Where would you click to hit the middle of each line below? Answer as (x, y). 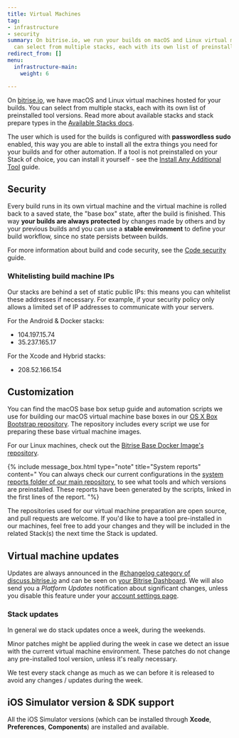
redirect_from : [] (34, 54)
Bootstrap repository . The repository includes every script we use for (108, 424)
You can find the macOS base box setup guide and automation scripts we (115, 409)
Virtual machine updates (63, 556)
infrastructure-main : (46, 67)
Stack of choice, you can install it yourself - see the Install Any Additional (115, 159)
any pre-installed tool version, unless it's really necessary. (92, 658)
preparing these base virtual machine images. (75, 432)
